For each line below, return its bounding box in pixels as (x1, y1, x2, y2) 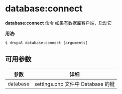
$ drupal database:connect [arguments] (5, 40, 88, 45)
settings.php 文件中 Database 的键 (34, 80, 115, 87)
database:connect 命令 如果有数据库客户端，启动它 (5, 20, 112, 26)
